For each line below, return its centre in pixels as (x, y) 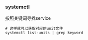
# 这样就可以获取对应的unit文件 (34, 29)
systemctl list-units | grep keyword (44, 33)
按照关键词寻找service (28, 18)
